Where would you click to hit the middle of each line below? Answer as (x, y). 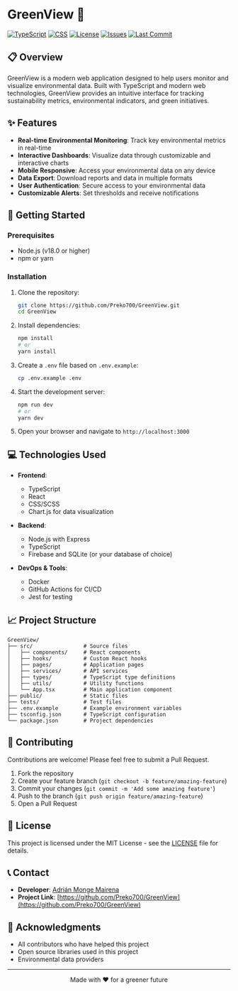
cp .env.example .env (49, 378)
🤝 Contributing (40, 742)
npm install (35, 339)
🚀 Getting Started (46, 215)
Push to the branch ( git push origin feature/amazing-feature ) (110, 796)
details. (18, 850)
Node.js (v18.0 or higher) (54, 251)
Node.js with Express (59, 540)
